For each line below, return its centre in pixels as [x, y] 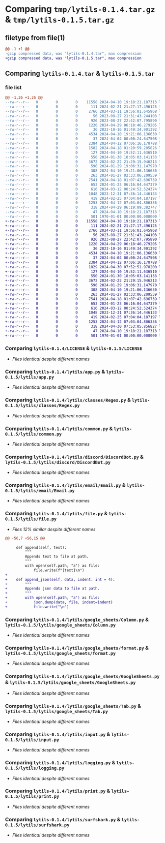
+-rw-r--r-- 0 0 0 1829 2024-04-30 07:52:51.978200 [81, 267]
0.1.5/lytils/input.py [32, 740]
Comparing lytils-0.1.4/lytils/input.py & [58, 734]
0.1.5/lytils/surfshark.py [37, 825]
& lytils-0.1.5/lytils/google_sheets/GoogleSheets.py [70, 683]
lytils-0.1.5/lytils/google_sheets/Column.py [61, 625]
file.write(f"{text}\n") [59, 570]
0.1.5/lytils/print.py [32, 796]
